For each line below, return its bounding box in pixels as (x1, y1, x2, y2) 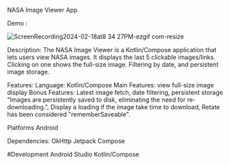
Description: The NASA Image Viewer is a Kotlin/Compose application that (7, 46, 217, 54)
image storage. (7, 68, 50, 76)
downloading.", (7, 103, 49, 111)
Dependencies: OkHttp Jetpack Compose (7, 137, 126, 145)
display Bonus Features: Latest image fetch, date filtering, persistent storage (7, 89, 223, 96)
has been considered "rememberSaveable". (7, 110, 130, 118)
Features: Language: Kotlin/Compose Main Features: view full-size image (7, 81, 214, 89)
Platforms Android (7, 124, 58, 131)
